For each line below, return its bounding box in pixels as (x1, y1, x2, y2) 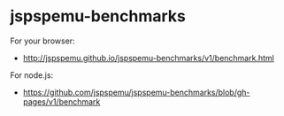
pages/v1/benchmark (22, 96, 101, 107)
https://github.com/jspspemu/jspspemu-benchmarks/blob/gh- (22, 87, 250, 97)
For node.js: (10, 69, 54, 81)
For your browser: (10, 35, 75, 46)
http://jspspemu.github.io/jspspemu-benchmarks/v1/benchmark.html (22, 52, 275, 63)
